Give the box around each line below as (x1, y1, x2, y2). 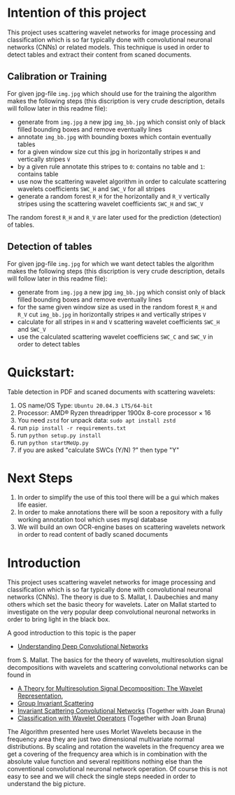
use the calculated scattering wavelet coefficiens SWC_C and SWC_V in (17, 332, 213, 341)
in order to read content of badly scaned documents (17, 530, 169, 539)
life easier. (17, 500, 48, 509)
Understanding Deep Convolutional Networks (17, 642, 149, 651)
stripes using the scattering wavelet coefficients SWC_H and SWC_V (17, 199, 204, 208)
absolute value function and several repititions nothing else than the (7, 757, 203, 766)
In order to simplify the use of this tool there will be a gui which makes (17, 493, 220, 502)
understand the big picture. (7, 780, 86, 788)
